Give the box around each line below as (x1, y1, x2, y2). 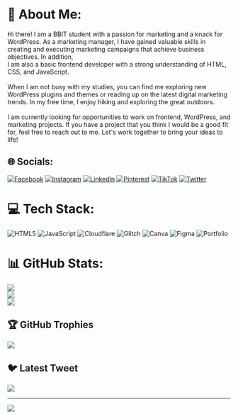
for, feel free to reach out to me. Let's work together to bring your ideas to (7, 128, 223, 136)
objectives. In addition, (7, 52, 74, 61)
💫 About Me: (7, 6, 82, 23)
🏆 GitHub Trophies (7, 319, 94, 331)
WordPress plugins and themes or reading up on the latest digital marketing (7, 90, 228, 99)
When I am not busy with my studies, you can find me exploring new (7, 82, 207, 91)
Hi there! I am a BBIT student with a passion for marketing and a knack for (7, 30, 223, 38)
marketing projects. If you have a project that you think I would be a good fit (7, 120, 229, 128)
